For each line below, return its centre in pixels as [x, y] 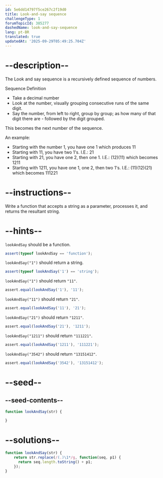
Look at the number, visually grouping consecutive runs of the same [81, 103]
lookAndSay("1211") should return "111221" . [49, 336]
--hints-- [24, 231]
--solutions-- [32, 440]
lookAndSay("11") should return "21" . [42, 299]
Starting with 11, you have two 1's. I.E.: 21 [53, 152]
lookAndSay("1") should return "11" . [41, 281]
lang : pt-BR [17, 32]
